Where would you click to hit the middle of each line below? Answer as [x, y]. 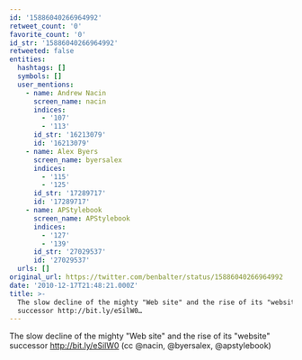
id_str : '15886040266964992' [64, 43]
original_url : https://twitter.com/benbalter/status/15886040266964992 [146, 277]
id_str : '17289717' [69, 193]
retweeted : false [42, 51]
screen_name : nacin [69, 101]
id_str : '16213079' [69, 135]
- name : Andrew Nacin [66, 93]
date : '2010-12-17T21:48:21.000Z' [74, 285]
